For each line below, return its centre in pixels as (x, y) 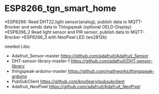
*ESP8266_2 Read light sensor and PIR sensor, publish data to (67, 32)
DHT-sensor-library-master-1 (41, 61)
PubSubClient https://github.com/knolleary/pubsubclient (68, 81)
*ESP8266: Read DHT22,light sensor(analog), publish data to (66, 22)
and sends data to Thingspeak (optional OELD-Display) (76, 27)
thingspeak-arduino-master (39, 71)
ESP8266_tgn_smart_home (61, 8)
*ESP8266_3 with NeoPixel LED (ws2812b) (64, 37)
